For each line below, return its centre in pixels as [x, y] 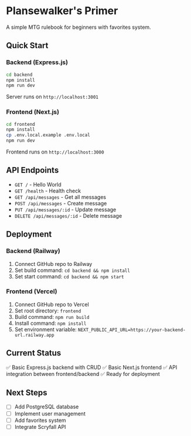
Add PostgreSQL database [47, 407]
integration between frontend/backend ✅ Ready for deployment [83, 374]
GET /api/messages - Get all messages [60, 197]
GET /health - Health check [47, 191]
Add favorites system [40, 420]
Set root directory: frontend [48, 311]
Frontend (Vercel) [32, 291]
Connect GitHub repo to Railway [53, 264]
